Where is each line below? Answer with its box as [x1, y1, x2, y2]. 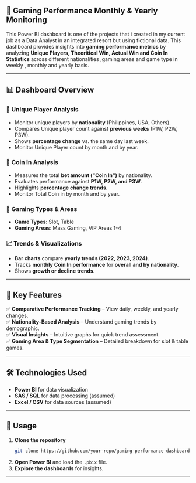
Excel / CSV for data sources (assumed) [14, 399, 112, 406]
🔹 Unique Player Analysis [6, 106, 79, 114]
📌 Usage [6, 421, 37, 431]
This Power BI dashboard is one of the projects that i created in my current [6, 30, 185, 38]
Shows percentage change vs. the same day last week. [14, 137, 149, 144]
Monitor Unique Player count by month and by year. [14, 144, 139, 151]
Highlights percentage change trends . [14, 184, 108, 191]
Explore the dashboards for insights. [14, 464, 104, 472]
